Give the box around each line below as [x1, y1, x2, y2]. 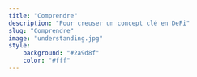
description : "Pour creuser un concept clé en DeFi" [8, 19, 191, 27]
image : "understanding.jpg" [8, 34, 104, 43]
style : [8, 42, 31, 50]
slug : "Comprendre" [8, 26, 75, 34]
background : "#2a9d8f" [23, 49, 100, 57]
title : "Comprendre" [8, 11, 79, 20]
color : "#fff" [23, 57, 71, 65]
